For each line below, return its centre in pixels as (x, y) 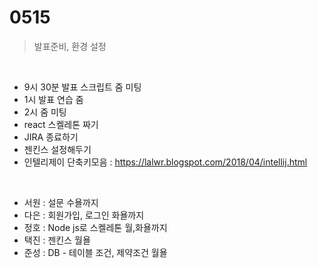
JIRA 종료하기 (51, 137)
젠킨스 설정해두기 (57, 149)
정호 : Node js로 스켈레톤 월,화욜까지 (95, 227)
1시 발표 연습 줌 (53, 99)
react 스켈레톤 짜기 (61, 124)
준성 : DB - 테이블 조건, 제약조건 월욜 (95, 252)
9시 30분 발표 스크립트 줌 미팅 (82, 87)
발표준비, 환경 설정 (70, 46)
